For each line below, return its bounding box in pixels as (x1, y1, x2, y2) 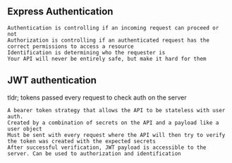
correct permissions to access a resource (7, 42, 134, 50)
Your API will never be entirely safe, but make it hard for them (7, 55, 207, 62)
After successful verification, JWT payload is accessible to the (7, 144, 207, 151)
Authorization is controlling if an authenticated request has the (7, 37, 210, 44)
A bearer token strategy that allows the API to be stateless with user (7, 107, 226, 114)
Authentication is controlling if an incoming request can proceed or (7, 24, 219, 31)
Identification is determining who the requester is (7, 49, 166, 56)
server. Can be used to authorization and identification (7, 150, 181, 157)
